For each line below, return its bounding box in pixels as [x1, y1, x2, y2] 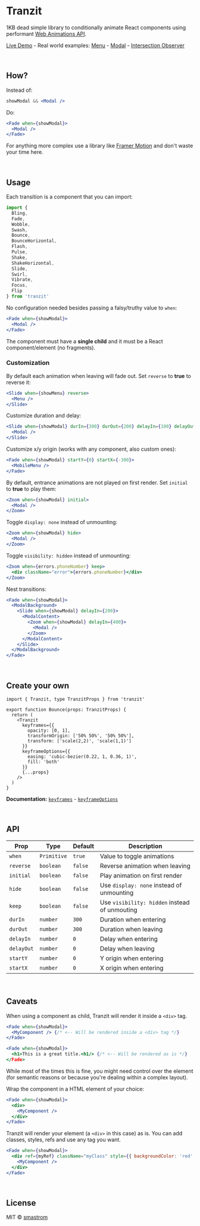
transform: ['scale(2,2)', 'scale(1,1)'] [27, 738, 132, 744]
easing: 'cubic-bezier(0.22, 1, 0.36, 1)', [27, 754, 137, 760]
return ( [11, 712, 33, 718]
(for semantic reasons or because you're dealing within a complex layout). [6, 1073, 189, 1081]
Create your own [6, 680, 70, 691]
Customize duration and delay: [6, 412, 82, 419]
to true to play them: [6, 485, 57, 493]
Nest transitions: [6, 586, 46, 593]
